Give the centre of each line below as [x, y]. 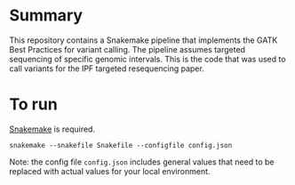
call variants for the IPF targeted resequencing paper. [107, 68]
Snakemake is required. [52, 129]
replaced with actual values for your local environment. [110, 171]
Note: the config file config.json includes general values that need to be [142, 162]
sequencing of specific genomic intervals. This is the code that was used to [147, 59]
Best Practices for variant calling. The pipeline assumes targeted [128, 49]
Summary [46, 16]
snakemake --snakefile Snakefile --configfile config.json [121, 145]
